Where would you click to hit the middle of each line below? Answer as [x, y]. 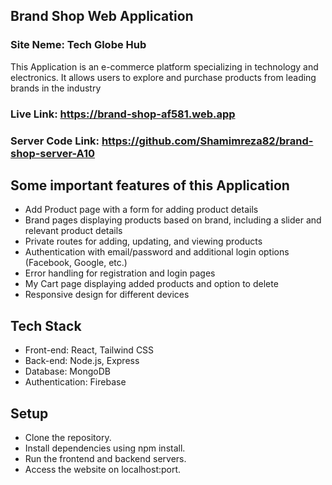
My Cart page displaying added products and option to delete [151, 284]
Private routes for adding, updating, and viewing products [143, 241]
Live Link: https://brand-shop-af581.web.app [123, 114]
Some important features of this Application [150, 185]
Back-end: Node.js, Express [82, 361]
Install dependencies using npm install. [105, 448]
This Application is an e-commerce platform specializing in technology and [164, 66]
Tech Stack [46, 325]
